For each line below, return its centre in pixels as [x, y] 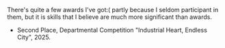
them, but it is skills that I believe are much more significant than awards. [109, 17]
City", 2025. [34, 37]
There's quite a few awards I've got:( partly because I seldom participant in [113, 10]
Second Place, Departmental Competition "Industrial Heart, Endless [112, 30]
